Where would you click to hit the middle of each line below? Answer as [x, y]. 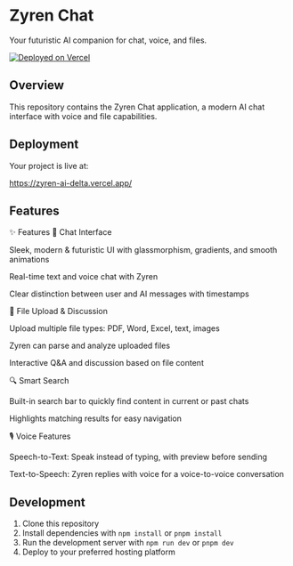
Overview [37, 85]
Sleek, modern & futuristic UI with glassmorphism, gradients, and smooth [143, 250]
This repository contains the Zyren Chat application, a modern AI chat [137, 107]
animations [29, 260]
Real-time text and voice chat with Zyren [84, 277]
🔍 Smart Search [39, 381]
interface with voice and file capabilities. [83, 116]
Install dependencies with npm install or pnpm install [122, 533]
